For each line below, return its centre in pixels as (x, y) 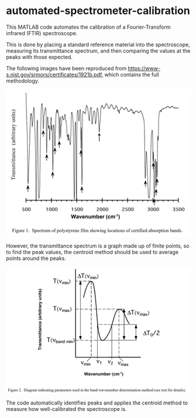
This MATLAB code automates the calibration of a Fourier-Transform (88, 27)
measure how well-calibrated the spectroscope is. (66, 409)
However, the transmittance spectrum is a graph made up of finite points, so (98, 246)
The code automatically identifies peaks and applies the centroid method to (97, 403)
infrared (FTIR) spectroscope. (42, 33)
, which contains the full (130, 74)
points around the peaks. (36, 258)
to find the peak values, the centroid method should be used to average (92, 252)
